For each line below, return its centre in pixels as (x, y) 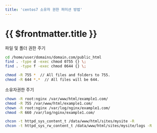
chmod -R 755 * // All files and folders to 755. (58, 75)
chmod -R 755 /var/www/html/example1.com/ (49, 103)
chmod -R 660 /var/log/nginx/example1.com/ (50, 112)
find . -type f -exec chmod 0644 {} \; (46, 66)
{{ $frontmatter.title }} (51, 33)
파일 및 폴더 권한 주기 (25, 48)
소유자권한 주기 (20, 89)
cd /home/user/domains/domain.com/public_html (53, 57)
